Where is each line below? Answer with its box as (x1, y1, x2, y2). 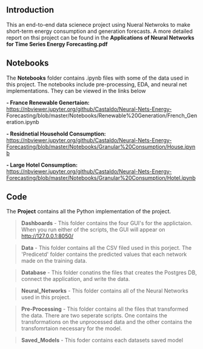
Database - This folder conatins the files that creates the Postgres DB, (21, 269, 197, 276)
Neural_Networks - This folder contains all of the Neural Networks (21, 287, 189, 294)
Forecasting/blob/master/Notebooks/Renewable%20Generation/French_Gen (6, 112, 198, 119)
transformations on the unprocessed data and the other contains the (21, 319, 192, 326)
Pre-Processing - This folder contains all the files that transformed (21, 305, 189, 313)
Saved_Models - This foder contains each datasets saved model (21, 337, 184, 344)
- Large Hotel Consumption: (6, 161, 78, 168)
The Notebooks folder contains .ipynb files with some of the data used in (6, 74, 189, 81)
